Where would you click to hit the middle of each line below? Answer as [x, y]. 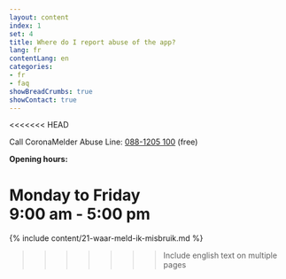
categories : [31, 67]
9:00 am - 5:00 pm [80, 214]
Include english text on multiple [220, 256]
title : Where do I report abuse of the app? [93, 42]
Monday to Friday [75, 195]
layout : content [39, 17]
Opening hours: [39, 159]
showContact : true [43, 100]
